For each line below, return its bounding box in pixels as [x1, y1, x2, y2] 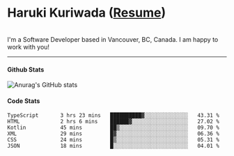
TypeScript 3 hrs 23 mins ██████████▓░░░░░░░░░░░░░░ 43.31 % [7, 112, 219, 119]
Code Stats [7, 96, 40, 105]
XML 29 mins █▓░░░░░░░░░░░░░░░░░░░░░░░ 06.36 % [7, 130, 219, 137]
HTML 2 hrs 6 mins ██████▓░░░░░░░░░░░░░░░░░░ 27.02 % [7, 118, 219, 125]
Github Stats [7, 65, 45, 74]
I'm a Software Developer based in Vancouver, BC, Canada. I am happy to [7, 35, 219, 43]
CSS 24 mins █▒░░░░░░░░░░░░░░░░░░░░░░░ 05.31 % [7, 136, 219, 143]
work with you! [7, 42, 50, 51]
